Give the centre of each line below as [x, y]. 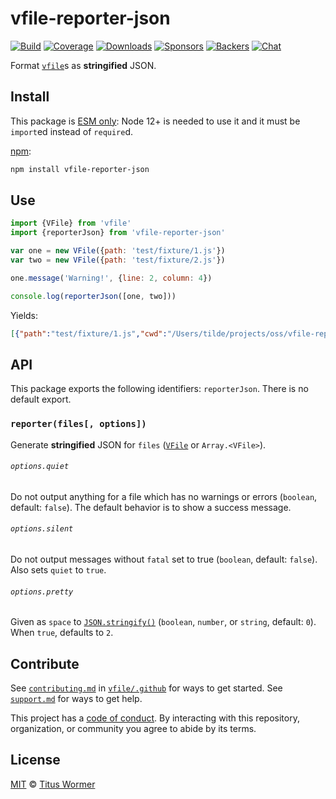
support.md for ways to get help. [76, 699]
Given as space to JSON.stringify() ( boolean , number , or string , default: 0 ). [163, 622]
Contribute [45, 663]
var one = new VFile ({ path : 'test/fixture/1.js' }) [118, 251]
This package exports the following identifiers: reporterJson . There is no [159, 389]
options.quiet [40, 467]
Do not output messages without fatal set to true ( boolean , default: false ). [164, 559]
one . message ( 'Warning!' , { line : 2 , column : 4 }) [111, 278]
